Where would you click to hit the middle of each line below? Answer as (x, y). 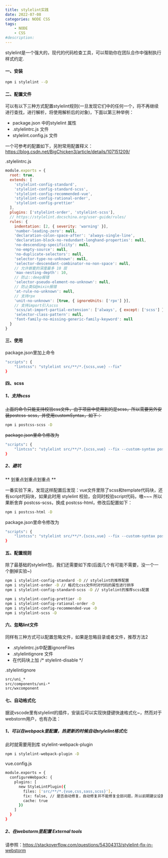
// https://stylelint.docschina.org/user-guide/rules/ (68, 217)
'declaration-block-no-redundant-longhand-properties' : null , (80, 240)
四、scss (14, 383)
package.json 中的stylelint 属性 (44, 123)
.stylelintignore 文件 (33, 653)
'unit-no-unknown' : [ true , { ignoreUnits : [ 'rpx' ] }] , (72, 300)
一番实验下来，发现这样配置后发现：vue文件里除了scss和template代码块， (82, 490)
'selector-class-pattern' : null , (49, 315)
